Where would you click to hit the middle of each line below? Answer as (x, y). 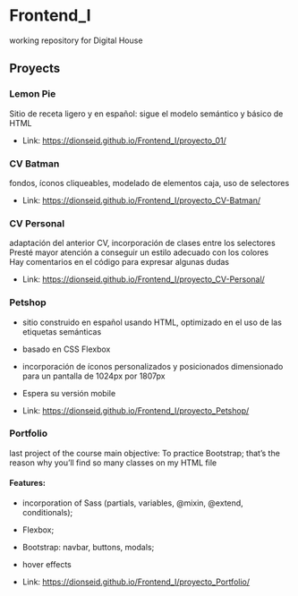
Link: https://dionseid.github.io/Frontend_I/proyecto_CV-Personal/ (144, 279)
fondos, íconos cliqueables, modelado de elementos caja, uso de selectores (149, 183)
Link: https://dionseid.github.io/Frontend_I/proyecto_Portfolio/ (136, 582)
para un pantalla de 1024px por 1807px (94, 376)
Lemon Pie (33, 94)
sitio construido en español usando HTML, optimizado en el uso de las (152, 322)
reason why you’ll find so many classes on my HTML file (113, 463)
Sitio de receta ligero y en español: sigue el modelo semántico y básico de (146, 114)
